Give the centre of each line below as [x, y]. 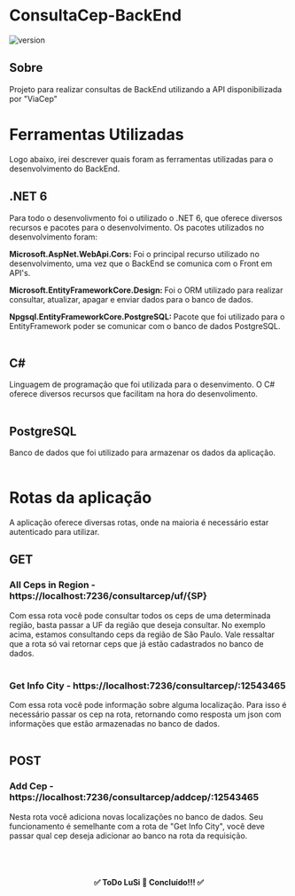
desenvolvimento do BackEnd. [65, 169]
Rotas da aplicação [81, 498]
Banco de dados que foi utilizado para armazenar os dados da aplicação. [143, 452]
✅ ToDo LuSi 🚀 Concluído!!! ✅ [149, 883]
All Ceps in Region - [52, 585]
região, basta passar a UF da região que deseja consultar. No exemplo [137, 625]
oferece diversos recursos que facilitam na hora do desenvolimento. [134, 394]
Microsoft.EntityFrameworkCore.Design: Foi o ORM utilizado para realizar [146, 290]
